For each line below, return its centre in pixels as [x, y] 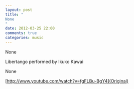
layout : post [19, 10]
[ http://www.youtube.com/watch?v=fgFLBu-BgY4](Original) [67, 81]
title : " [14, 14]
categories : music [24, 38]
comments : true [21, 33]
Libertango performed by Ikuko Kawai [44, 61]
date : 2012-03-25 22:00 [30, 28]
